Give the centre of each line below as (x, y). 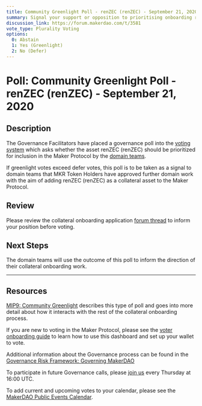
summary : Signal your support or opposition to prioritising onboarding (99, 17)
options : (17, 34)
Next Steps (27, 245)
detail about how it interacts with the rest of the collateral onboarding (92, 312)
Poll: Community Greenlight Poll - (91, 80)
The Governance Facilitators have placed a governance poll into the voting (98, 143)
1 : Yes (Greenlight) (37, 46)
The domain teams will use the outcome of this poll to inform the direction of (101, 260)
